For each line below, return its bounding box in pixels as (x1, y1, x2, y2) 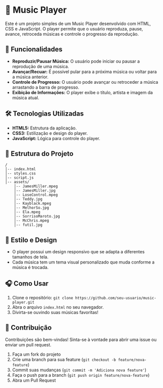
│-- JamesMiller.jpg (14, 188, 56, 193)
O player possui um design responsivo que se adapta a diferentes (12, 249, 145, 255)
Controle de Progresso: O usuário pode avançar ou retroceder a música (12, 79, 158, 85)
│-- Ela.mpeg (14, 210, 41, 215)
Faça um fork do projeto (12, 351, 61, 357)
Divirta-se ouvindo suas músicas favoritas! (12, 310, 99, 315)
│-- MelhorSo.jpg (14, 205, 49, 210)
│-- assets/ (5, 180, 29, 185)
